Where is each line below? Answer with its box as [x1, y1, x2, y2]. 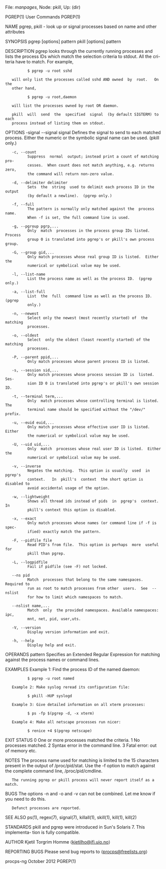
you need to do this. [5, 796, 46, 802]
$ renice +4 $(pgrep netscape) [27, 728, 92, 733]
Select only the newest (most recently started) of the [27, 316, 148, 321]
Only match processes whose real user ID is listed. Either [27, 446, 162, 451]
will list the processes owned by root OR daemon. [11, 103, 119, 108]
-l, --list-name [11, 272, 46, 277]
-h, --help [11, 638, 35, 643]
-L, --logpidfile [11, 560, 48, 565]
